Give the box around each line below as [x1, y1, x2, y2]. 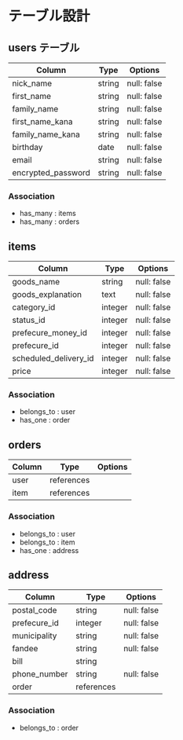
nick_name [12, 78, 53, 89]
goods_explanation [12, 289, 82, 300]
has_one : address [19, 545, 79, 555]
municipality [12, 630, 57, 641]
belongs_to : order [19, 723, 79, 732]
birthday [12, 142, 43, 152]
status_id [12, 315, 46, 326]
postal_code [12, 605, 57, 616]
